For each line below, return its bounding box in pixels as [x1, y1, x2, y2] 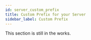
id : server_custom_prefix [5, 7, 59, 12]
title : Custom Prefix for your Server [5, 12, 86, 17]
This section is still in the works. [5, 30, 71, 36]
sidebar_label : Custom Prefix [5, 16, 68, 21]
